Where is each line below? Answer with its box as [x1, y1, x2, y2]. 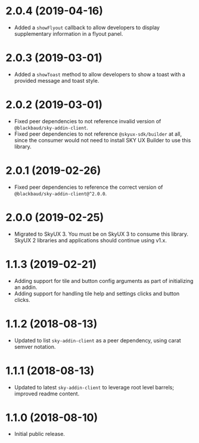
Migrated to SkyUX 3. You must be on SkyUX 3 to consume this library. [14, 230, 189, 238]
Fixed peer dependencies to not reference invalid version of [14, 117, 161, 124]
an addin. [14, 283, 38, 291]
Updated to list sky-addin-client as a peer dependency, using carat [14, 336, 181, 344]
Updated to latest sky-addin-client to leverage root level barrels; [14, 383, 174, 391]
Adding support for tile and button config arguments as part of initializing [14, 277, 194, 284]
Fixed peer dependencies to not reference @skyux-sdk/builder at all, [14, 130, 182, 138]
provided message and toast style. [14, 77, 99, 84]
